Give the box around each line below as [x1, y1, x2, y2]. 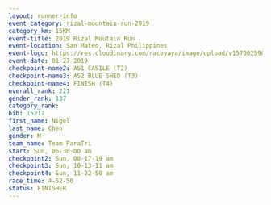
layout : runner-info [8, 11, 78, 20]
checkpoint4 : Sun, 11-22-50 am [8, 169, 114, 178]
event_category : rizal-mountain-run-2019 [8, 19, 150, 27]
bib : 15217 [8, 110, 45, 118]
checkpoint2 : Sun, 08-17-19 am [8, 154, 114, 162]
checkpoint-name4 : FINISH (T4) [8, 79, 114, 87]
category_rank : [8, 102, 60, 110]
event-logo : [8, 49, 48, 57]
